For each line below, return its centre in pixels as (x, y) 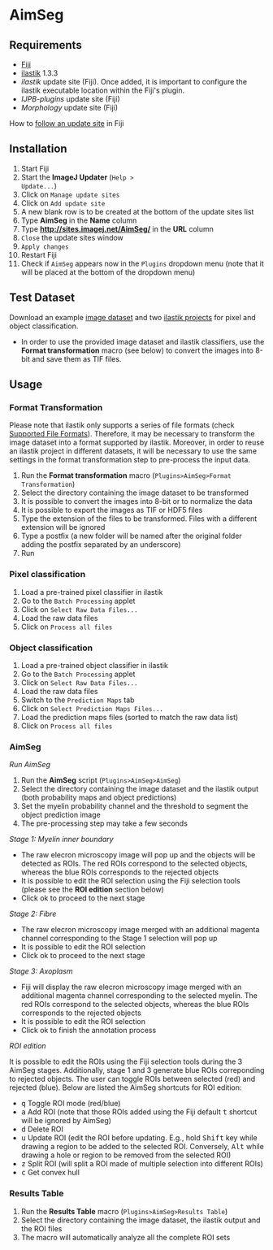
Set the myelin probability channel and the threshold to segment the (134, 806)
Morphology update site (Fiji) (69, 108)
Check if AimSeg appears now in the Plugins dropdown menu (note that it (143, 263)
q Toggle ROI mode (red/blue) (71, 1104)
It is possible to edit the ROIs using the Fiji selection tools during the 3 (126, 1061)
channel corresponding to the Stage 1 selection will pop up (119, 938)
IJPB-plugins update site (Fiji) (70, 99)
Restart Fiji (39, 254)
